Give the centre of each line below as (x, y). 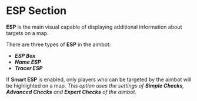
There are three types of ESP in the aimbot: (59, 44)
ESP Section (36, 11)
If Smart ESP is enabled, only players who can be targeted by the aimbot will (99, 79)
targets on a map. (27, 33)
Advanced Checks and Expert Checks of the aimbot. (71, 92)
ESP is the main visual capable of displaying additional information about (94, 27)
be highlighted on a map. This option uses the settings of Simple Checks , (95, 85)
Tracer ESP (29, 68)
